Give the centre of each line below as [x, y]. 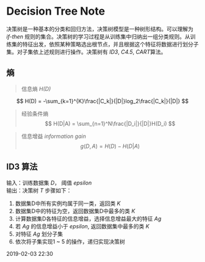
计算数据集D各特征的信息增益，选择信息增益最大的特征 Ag [88, 219]
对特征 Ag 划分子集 [39, 234]
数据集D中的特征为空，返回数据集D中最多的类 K [75, 211]
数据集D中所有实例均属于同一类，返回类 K [68, 203]
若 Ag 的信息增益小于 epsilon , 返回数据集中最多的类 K [82, 226]
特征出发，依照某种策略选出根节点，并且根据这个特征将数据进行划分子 [110, 44]
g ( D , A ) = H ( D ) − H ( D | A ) [110, 146]
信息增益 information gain [54, 136]
